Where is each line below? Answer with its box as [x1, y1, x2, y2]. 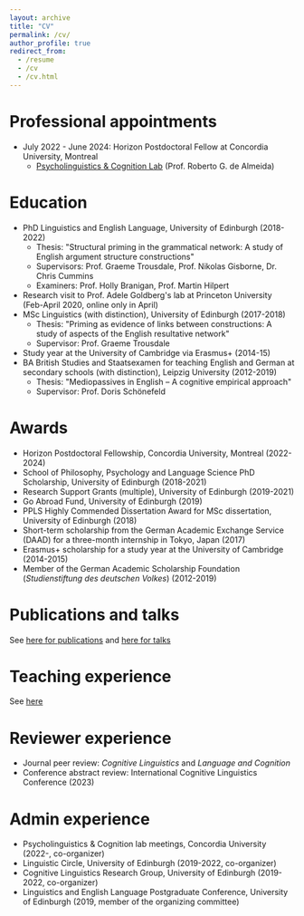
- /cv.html [17, 72, 59, 82]
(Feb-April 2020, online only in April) [22, 299, 158, 310]
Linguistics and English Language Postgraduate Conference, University [22, 887, 289, 898]
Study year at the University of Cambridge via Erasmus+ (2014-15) [22, 347, 271, 358]
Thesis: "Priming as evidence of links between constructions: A [35, 318, 273, 329]
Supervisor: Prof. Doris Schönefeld [35, 386, 166, 397]
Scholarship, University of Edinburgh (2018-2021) [22, 477, 207, 487]
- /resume [17, 55, 54, 64]
